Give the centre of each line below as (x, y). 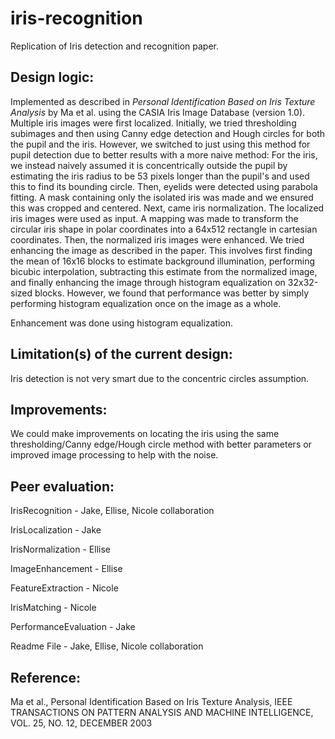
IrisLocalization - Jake (56, 530)
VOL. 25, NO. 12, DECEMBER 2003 (81, 723)
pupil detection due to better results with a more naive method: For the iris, (164, 154)
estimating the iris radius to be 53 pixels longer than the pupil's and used (160, 176)
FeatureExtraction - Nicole (64, 588)
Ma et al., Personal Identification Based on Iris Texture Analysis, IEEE (151, 701)
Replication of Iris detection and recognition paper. (114, 46)
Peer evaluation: (62, 486)
